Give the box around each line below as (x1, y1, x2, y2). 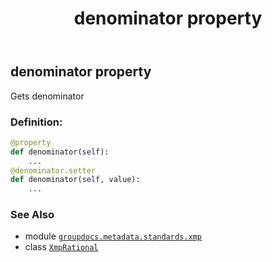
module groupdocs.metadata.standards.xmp (24, 230, 202, 242)
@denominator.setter (10, 165, 97, 176)
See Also (10, 208, 55, 222)
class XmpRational (24, 241, 99, 253)
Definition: (10, 115, 63, 129)
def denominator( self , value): (10, 175, 141, 185)
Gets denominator (10, 90, 85, 102)
